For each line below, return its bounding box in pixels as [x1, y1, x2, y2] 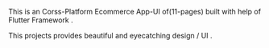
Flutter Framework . [8, 15, 74, 25]
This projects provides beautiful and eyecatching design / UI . [8, 31, 213, 40]
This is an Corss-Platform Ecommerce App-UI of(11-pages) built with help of [8, 7, 262, 16]
